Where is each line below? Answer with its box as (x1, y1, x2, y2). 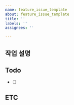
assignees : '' (5, 26, 35, 30)
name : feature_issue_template (5, 7, 68, 12)
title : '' (5, 16, 26, 21)
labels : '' (5, 21, 28, 26)
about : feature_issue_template (5, 12, 70, 17)
